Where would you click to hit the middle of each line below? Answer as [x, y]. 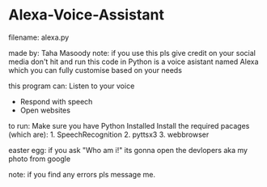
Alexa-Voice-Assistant [86, 15]
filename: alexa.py [39, 37]
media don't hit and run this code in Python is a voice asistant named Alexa [133, 62]
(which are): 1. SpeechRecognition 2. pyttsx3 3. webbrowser [109, 134]
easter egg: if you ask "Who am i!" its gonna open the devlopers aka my [128, 150]
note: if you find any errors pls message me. [82, 174]
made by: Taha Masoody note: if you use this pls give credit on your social [132, 53]
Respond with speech [56, 101]
